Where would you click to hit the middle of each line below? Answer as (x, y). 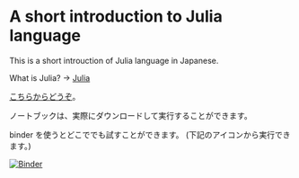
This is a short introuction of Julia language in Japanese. (114, 60)
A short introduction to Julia (116, 17)
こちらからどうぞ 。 (45, 96)
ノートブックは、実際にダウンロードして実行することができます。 (131, 115)
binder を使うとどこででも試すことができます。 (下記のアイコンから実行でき (150, 134)
